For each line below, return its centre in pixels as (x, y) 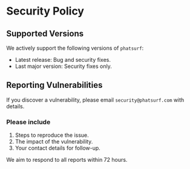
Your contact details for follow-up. (58, 148)
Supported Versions (45, 34)
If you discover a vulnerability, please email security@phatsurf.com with (95, 100)
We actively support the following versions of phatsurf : (75, 48)
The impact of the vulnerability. (54, 142)
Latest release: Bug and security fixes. (63, 60)
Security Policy (45, 11)
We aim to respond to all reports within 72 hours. (67, 160)
